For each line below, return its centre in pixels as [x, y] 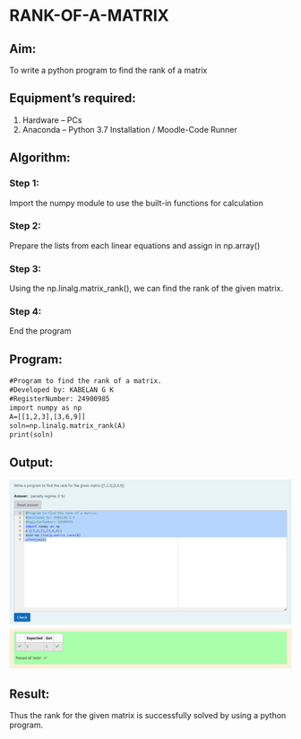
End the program [40, 331]
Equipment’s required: [73, 98]
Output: [31, 462]
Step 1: [24, 183]
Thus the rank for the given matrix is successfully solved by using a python [148, 715]
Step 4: [26, 312]
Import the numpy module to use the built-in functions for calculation [137, 203]
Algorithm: [40, 158]
